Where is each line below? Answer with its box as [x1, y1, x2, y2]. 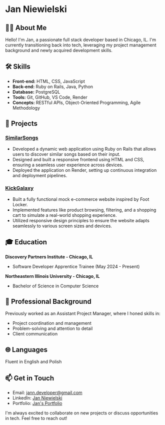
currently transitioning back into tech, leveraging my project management [5, 42, 156, 48]
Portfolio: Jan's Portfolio [12, 400, 62, 406]
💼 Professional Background [5, 297, 91, 306]
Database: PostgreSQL [12, 89, 60, 95]
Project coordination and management [12, 320, 91, 326]
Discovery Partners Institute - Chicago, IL [5, 254, 93, 260]
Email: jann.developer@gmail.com [12, 389, 82, 396]
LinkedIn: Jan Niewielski [12, 395, 62, 401]
